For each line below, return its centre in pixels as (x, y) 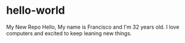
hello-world (36, 10)
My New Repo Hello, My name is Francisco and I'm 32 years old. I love (93, 27)
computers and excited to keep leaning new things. (69, 33)
